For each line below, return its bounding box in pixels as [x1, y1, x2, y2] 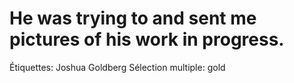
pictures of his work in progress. [9, 28, 285, 51]
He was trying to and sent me [9, 7, 257, 30]
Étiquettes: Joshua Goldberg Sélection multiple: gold [9, 61, 226, 73]
